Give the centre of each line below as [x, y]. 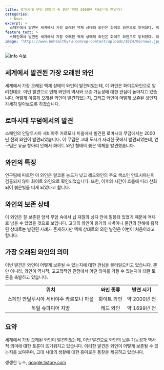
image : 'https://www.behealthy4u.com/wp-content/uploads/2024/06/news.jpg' [84, 42]
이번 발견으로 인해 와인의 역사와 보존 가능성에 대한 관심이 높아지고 [86, 91]
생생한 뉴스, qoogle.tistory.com [36, 362]
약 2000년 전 [142, 299]
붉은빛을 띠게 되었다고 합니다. [42, 187]
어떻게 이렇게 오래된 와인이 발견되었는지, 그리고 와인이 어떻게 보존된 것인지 [86, 98]
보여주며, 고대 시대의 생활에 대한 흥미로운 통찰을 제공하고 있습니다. [81, 352]
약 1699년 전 [142, 308]
